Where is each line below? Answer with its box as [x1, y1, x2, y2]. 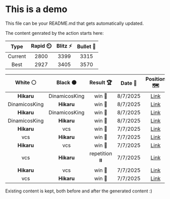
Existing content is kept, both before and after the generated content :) [5, 188, 153, 194]
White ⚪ [15, 79, 36, 86]
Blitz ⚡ [56, 42, 72, 49]
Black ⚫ [56, 79, 77, 86]
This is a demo [5, 4, 67, 15]
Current [8, 53, 26, 60]
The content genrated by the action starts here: [5, 30, 104, 36]
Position [145, 75, 166, 82]
